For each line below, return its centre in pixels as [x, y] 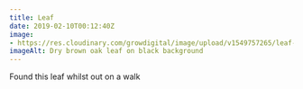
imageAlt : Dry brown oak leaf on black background [106, 51]
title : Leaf [32, 18]
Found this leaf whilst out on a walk [75, 76]
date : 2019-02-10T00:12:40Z [62, 26]
